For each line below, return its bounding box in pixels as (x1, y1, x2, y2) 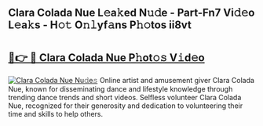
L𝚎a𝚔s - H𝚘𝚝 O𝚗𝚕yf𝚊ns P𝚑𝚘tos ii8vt (8, 19, 192, 32)
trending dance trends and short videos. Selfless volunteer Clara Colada (8, 93, 242, 102)
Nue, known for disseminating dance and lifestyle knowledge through (8, 85, 233, 93)
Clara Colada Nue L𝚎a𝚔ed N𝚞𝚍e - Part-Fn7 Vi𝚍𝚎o (8, 6, 255, 20)
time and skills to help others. (8, 110, 104, 118)
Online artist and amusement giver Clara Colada (99, 76, 255, 85)
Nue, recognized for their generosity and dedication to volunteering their (8, 101, 243, 110)
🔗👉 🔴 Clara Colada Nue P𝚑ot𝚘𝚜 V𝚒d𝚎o (8, 51, 206, 64)
